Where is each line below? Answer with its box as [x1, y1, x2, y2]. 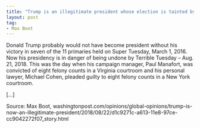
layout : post [6, 14, 39, 20]
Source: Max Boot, [6, 102, 52, 110]
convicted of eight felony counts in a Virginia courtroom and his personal [6, 67, 185, 74]
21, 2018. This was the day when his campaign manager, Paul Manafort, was [6, 61, 193, 68]
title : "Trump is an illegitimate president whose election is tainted [6, 8, 187, 15]
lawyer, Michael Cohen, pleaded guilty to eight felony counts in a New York [6, 73, 190, 80]
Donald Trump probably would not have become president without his [6, 42, 177, 49]
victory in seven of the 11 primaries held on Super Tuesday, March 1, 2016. [6, 48, 187, 55]
